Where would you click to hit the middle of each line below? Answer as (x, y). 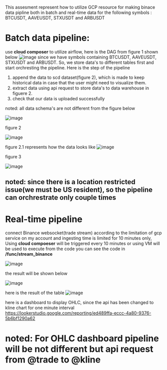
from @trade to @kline (53, 360)
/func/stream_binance (29, 254)
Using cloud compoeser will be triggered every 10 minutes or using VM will (83, 244)
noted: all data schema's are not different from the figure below (70, 108)
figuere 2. (22, 93)
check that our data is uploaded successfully (59, 98)
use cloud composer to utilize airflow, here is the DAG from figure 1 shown (82, 51)
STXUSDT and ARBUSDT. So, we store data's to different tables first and (80, 62)
